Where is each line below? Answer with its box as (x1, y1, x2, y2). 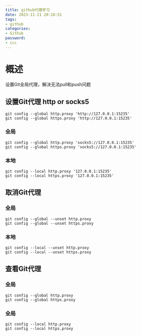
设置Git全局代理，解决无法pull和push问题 (5, 81, 91, 87)
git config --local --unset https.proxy (5, 250, 92, 255)
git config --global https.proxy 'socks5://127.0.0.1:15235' (5, 145, 137, 150)
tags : (5, 17, 17, 22)
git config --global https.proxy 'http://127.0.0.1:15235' (5, 116, 132, 121)
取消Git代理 (5, 188, 41, 197)
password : (5, 36, 26, 41)
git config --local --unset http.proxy (5, 246, 89, 251)
